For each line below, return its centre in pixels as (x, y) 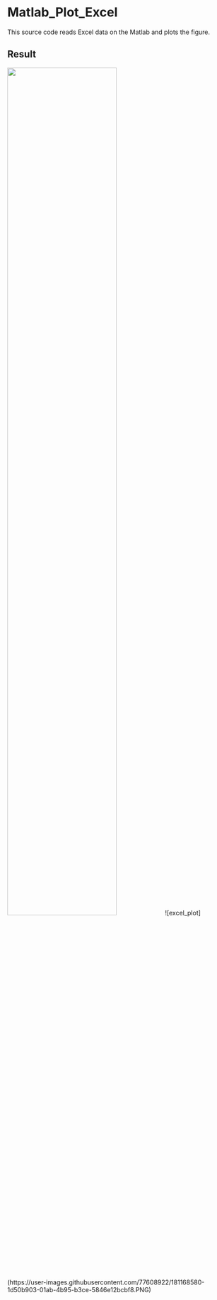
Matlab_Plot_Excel (63, 12)
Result (22, 54)
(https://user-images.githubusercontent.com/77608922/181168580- (106, 1282)
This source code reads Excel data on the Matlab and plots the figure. (109, 32)
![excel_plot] (183, 913)
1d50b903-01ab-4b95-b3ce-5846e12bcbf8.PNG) (80, 1289)
